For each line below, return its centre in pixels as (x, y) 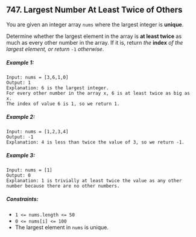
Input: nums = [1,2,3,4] (37, 131)
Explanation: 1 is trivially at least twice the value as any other (94, 180)
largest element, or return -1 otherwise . (55, 49)
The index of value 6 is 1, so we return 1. (63, 104)
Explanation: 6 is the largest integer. (58, 88)
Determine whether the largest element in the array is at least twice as (94, 36)
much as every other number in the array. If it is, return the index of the (95, 42)
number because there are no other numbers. (63, 186)
